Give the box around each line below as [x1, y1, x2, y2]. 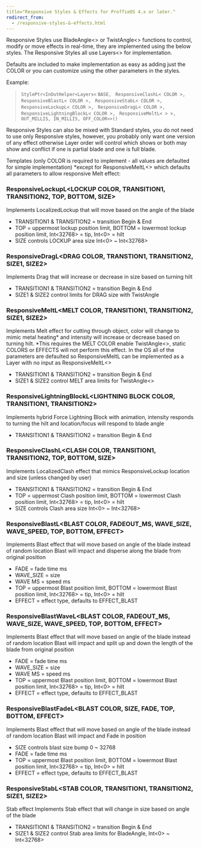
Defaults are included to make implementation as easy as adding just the [6, 61, 186, 68]
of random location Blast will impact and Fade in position [6, 732, 146, 739]
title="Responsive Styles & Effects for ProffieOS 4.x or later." [6, 8, 176, 15]
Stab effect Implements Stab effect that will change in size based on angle [6, 805, 190, 813]
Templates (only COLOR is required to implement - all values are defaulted [6, 157, 190, 165]
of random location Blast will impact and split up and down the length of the [6, 640, 193, 647]
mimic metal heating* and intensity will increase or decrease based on [6, 334, 180, 341]
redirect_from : [6, 14, 44, 20]
